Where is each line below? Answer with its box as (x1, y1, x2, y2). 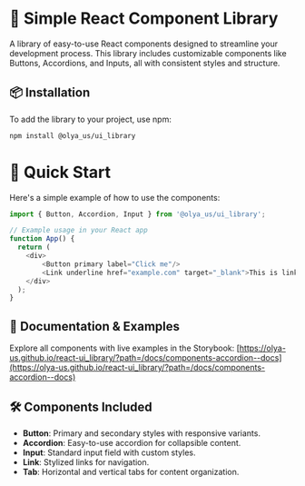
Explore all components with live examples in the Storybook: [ (9, 342, 241, 353)
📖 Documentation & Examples (9, 318, 180, 334)
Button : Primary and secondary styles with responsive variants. (22, 427, 261, 439)
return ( (17, 243, 51, 253)
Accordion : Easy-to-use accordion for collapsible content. (22, 437, 241, 448)
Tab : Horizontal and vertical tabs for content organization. (22, 466, 240, 477)
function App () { (9, 234, 75, 243)
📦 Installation (9, 85, 91, 101)
